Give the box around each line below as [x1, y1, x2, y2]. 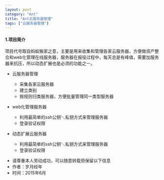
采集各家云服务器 [19, 81, 54, 87]
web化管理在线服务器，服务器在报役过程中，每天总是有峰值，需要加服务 [13, 54, 159, 60]
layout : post [5, 7, 32, 12]
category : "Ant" [5, 12, 38, 17]
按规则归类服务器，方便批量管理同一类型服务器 [19, 93, 114, 99]
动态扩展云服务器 [12, 131, 47, 137]
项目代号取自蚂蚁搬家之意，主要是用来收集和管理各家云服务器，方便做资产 [5, 48, 155, 54]
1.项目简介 [5, 36, 26, 42]
